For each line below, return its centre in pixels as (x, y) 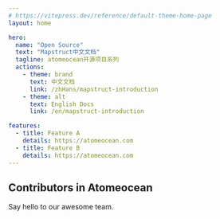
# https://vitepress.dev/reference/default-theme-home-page (110, 16)
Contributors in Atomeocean (81, 188)
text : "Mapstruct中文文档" (58, 53)
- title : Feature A (48, 133)
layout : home (30, 23)
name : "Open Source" (49, 45)
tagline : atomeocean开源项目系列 (67, 60)
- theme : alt (44, 96)
